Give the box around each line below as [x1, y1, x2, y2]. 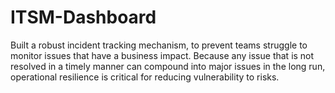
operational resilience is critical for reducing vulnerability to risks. [10, 71, 280, 83]
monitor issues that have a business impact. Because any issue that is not [10, 49, 315, 61]
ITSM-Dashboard [10, 6, 157, 29]
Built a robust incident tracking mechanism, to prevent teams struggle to [10, 39, 308, 51]
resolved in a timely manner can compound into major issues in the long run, [10, 60, 326, 72]
